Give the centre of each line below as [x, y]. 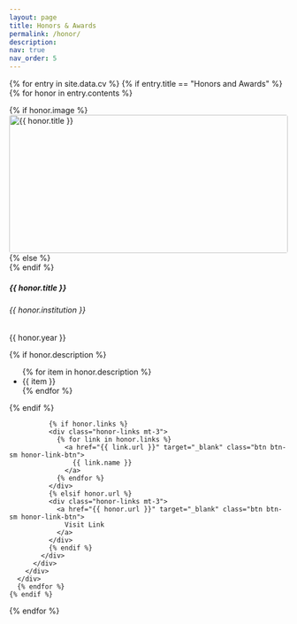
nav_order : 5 [33, 58]
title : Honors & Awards [53, 26]
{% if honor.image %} [49, 110]
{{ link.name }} [102, 462]
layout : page [33, 17]
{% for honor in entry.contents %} [71, 93]
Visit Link [84, 524]
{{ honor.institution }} [48, 310]
